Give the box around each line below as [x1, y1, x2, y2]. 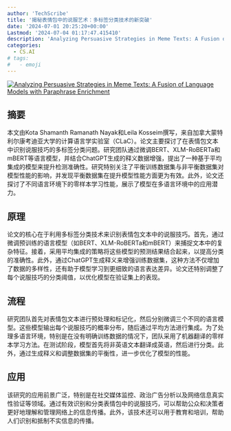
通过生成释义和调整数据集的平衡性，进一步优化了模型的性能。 [19, 349, 194, 357]
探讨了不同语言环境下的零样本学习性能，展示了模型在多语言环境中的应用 [7, 180, 212, 188]
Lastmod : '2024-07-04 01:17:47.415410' [7, 29, 122, 36]
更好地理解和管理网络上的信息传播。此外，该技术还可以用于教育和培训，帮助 [7, 408, 224, 416]
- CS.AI [13, 49, 36, 56]
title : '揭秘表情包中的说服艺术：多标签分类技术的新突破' [7, 16, 153, 23]
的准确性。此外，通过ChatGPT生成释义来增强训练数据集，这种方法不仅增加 [7, 256, 220, 265]
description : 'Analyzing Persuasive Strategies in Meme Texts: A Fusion [7, 36, 220, 43]
